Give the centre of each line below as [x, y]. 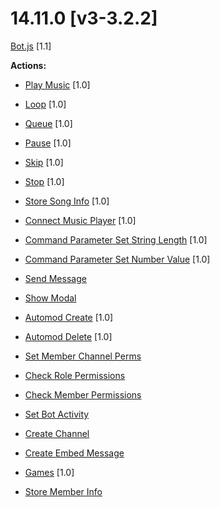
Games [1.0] [49, 472]
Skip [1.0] [44, 162]
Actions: [28, 65]
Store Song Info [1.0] [67, 201]
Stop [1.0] [44, 181]
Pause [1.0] [48, 143]
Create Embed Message [74, 453]
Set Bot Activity [57, 414]
